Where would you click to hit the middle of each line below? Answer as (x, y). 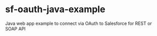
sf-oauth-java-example (55, 9)
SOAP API (16, 28)
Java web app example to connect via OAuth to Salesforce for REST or (79, 23)
